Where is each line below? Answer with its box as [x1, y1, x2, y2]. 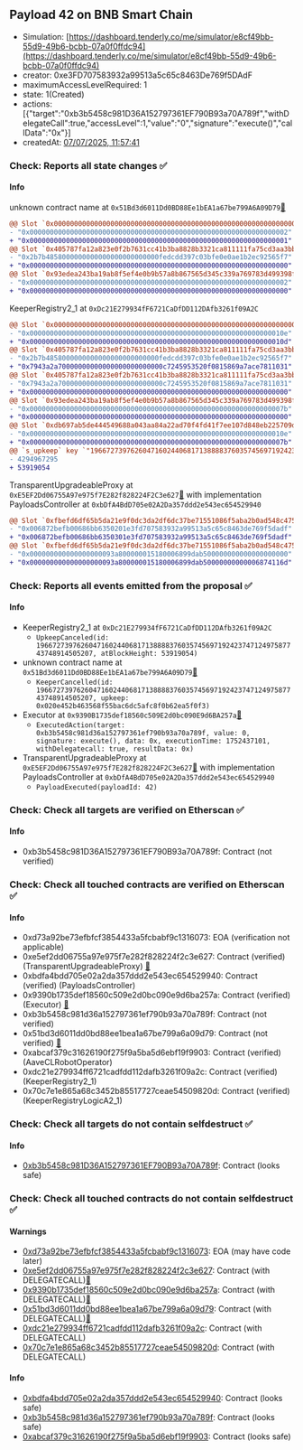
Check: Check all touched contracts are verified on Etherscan [9, 878, 285, 891]
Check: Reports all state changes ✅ [9, 159, 168, 172]
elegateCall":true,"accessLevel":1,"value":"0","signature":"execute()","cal [22, 117, 293, 128]
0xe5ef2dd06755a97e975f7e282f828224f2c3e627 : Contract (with [22, 1265, 271, 1277]
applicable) [22, 941, 65, 952]
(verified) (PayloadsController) [22, 980, 136, 991]
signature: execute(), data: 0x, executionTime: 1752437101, [35, 736, 271, 745]
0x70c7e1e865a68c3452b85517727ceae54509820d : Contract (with [22, 1342, 275, 1353]
